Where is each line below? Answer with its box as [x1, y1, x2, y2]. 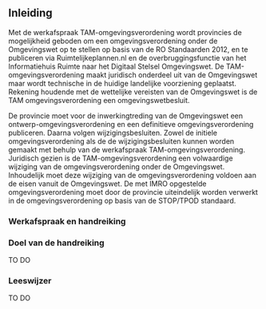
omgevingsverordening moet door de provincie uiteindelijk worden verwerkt [8, 187, 258, 196]
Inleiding [8, 6, 54, 20]
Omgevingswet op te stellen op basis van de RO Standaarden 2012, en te [8, 44, 248, 54]
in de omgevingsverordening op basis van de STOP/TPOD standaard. [8, 196, 236, 205]
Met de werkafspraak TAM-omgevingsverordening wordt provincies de [8, 27, 242, 37]
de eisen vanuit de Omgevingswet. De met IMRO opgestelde [8, 179, 207, 188]
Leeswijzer [8, 275, 52, 286]
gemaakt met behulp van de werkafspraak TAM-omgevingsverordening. [8, 145, 246, 154]
